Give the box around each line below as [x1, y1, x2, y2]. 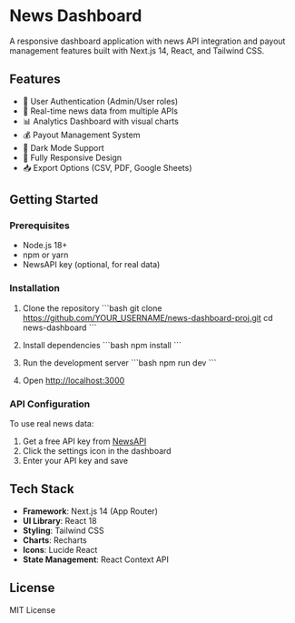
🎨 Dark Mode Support [22, 142, 104, 153]
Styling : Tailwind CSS [22, 525, 104, 536]
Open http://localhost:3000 [22, 375, 125, 386]
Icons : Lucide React [22, 544, 98, 555]
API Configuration [9, 397, 91, 410]
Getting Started [9, 192, 99, 207]
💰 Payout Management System [22, 129, 141, 140]
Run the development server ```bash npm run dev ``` [22, 357, 217, 368]
